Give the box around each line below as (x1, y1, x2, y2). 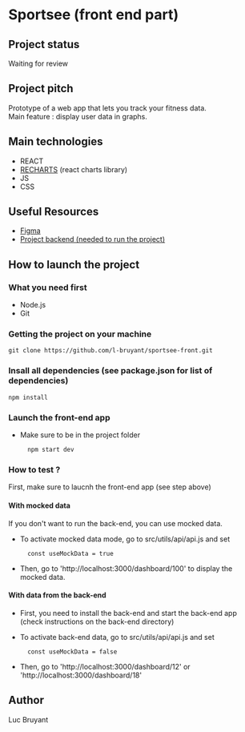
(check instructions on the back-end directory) (19, 617, 175, 626)
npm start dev (27, 446, 74, 454)
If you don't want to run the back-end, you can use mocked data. (8, 518, 223, 528)
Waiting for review (8, 58, 69, 68)
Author (8, 694, 44, 707)
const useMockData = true (27, 549, 114, 557)
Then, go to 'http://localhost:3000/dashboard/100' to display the (19, 563, 233, 573)
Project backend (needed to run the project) (19, 235, 166, 244)
